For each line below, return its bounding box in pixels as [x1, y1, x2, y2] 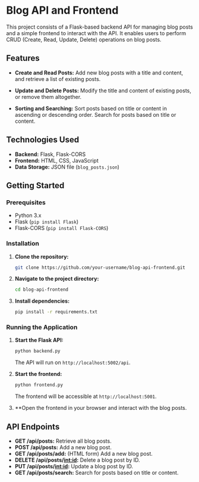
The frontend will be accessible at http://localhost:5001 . [14, 393, 157, 400]
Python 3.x [14, 212, 42, 219]
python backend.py [14, 348, 61, 354]
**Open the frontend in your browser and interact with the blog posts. [14, 405, 187, 412]
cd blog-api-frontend [14, 287, 68, 293]
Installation [6, 240, 40, 248]
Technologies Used [6, 135, 79, 145]
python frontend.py [14, 382, 64, 388]
